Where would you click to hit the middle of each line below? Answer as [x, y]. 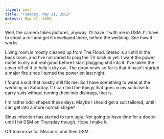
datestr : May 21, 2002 [28, 19]
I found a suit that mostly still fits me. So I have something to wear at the [78, 82]
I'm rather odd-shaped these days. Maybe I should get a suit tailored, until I [81, 102]
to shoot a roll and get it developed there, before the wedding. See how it [79, 38]
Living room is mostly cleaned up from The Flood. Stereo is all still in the [78, 52]
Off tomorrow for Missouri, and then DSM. [47, 132]
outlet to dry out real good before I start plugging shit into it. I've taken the [80, 63]
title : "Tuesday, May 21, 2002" [38, 14]
